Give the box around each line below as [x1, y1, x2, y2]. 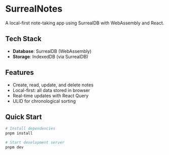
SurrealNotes [5, 3, 62, 15]
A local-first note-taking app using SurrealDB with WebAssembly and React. [5, 20, 164, 26]
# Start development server [5, 140, 65, 145]
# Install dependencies [5, 126, 56, 131]
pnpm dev [5, 145, 24, 150]
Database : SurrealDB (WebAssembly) [12, 48, 92, 54]
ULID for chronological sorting [12, 98, 76, 104]
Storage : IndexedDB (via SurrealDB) [12, 53, 88, 59]
